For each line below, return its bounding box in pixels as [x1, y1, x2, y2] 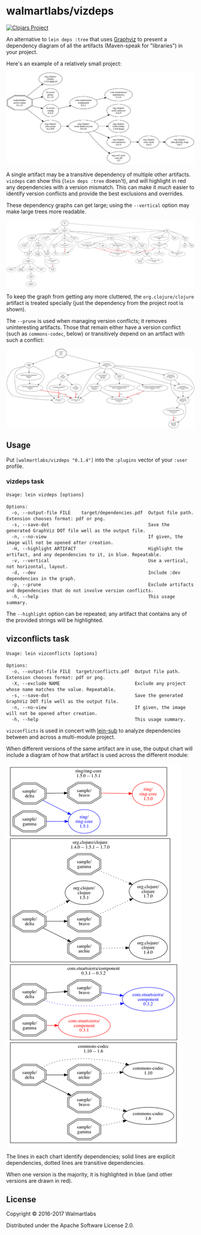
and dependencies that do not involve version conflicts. [6, 587, 154, 594]
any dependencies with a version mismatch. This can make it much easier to [6, 184, 194, 191]
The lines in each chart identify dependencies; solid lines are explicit [6, 1152, 175, 1160]
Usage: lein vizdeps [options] [6, 491, 84, 498]
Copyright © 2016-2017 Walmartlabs [6, 1210, 97, 1218]
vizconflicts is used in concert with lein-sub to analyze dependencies [6, 727, 181, 734]
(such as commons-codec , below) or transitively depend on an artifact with [6, 330, 185, 337]
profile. [6, 463, 24, 470]
